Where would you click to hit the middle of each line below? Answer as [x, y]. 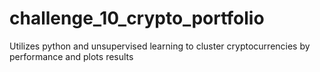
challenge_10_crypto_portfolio [137, 18]
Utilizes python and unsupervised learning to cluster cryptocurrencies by [160, 46]
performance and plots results [71, 56]
